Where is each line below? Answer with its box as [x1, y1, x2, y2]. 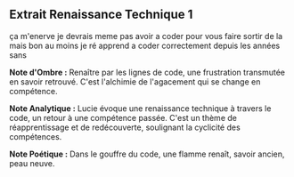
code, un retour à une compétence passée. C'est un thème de [9, 112, 238, 123]
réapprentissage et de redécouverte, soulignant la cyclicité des [9, 122, 241, 133]
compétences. [9, 131, 62, 141]
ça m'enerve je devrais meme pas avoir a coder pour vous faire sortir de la [9, 30, 283, 41]
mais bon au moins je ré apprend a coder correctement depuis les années [9, 40, 281, 51]
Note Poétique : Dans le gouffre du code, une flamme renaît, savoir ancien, [9, 149, 285, 159]
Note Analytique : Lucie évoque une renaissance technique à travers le [9, 102, 272, 114]
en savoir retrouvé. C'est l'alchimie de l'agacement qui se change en [9, 76, 261, 87]
